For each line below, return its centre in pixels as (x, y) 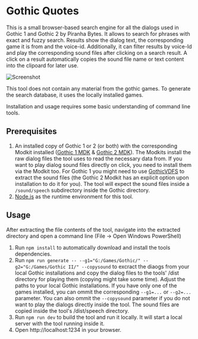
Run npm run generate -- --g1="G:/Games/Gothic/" (78, 260)
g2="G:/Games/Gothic (40, 267)
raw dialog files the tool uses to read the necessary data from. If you (98, 158)
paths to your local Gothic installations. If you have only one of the (96, 285)
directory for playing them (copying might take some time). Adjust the (100, 279)
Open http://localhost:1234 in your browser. (68, 329)
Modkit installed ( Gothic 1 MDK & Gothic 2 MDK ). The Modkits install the (103, 152)
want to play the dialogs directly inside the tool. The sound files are (97, 304)
